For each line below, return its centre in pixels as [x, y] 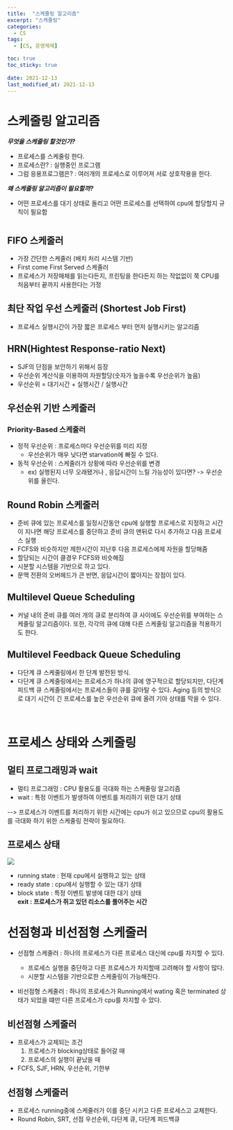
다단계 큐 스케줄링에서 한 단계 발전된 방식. [74, 672]
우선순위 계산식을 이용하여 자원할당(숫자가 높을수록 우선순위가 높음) [109, 375]
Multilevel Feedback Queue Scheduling [94, 655]
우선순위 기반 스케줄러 [51, 408]
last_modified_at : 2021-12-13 [51, 84]
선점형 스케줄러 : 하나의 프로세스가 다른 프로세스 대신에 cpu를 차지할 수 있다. [121, 953]
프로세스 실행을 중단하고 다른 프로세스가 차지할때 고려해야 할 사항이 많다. [126, 968]
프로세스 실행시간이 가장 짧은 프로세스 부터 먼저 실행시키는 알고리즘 [108, 326]
